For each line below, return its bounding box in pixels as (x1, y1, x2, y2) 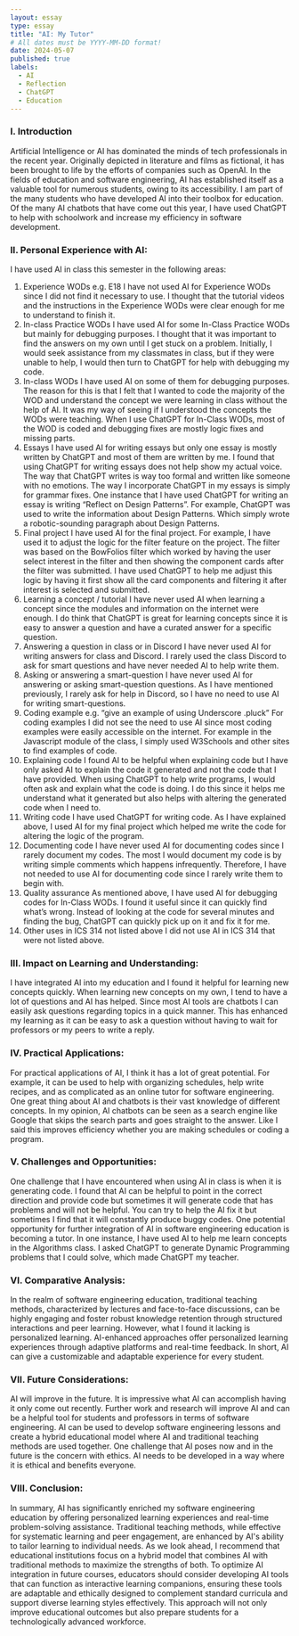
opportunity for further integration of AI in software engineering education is (10, 1223, 290, 1234)
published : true (10, 54, 70, 63)
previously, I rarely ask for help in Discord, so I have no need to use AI (22, 688, 279, 699)
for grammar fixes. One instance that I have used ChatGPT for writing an (22, 489, 288, 500)
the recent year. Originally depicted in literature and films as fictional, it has (10, 155, 285, 166)
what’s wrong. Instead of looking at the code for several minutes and (22, 906, 275, 917)
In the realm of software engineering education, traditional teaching (10, 1295, 257, 1305)
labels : (10, 63, 39, 72)
